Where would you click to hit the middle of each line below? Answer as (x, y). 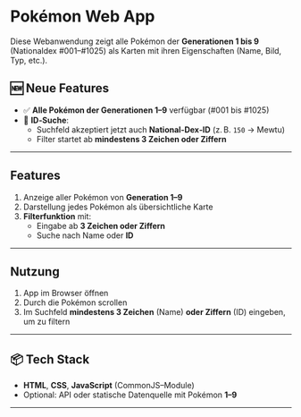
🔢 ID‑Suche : (46, 120)
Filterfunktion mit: (57, 216)
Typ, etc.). (29, 60)
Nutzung (35, 272)
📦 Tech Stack (50, 359)
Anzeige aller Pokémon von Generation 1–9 (103, 197)
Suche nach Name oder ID (85, 235)
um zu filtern (46, 322)
